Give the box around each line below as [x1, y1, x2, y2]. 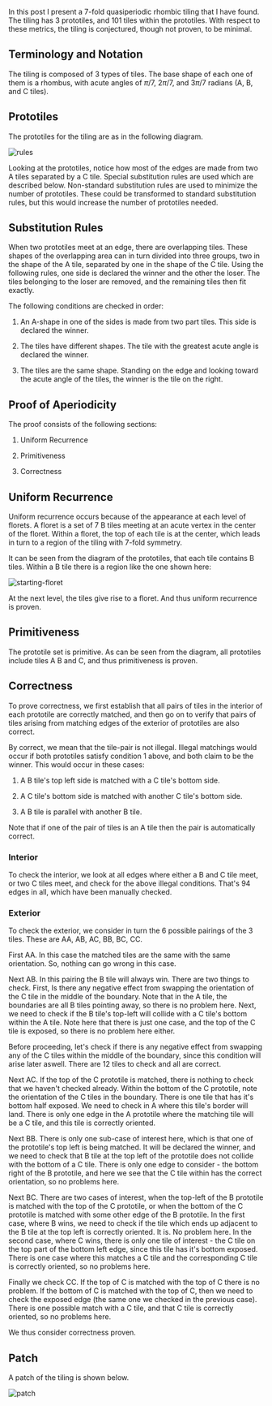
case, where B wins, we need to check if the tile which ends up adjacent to [8, 1218, 258, 1228]
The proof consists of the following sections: [8, 420, 158, 429]
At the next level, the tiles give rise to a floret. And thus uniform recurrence [8, 593, 257, 603]
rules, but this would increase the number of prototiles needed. [8, 197, 219, 207]
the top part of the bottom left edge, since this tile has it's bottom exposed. [8, 1244, 258, 1254]
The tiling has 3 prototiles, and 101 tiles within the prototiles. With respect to [8, 15, 261, 25]
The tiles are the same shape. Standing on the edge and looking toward [19, 365, 259, 376]
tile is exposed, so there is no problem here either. [8, 1026, 176, 1036]
